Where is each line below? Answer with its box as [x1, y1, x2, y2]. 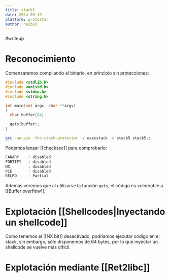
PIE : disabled [5, 168, 51, 174]
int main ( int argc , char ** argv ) [5, 103, 76, 108]
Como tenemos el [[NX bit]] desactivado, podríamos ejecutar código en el [5, 233, 160, 239]
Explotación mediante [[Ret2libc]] [5, 262, 150, 273]
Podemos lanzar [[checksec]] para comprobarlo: [5, 145, 108, 151]
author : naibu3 [5, 21, 38, 27]
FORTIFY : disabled [5, 159, 51, 164]
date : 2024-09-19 [5, 12, 42, 17]
